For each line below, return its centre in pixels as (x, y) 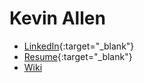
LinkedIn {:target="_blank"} (79, 46)
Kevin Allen (57, 18)
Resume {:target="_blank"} (78, 56)
